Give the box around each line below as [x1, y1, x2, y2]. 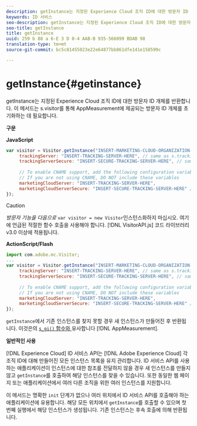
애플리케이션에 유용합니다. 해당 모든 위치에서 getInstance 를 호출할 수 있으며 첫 [6, 399, 186, 406]
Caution [6, 202, 25, 209]
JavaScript [6, 136, 33, 143]
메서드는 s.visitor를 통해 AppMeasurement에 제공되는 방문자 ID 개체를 [19, 104, 183, 111]
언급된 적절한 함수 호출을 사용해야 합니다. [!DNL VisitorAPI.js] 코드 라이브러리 [12, 221, 189, 228]
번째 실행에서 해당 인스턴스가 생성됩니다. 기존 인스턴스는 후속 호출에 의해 [6, 406, 172, 414]
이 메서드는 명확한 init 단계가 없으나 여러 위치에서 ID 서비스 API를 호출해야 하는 [6, 391, 189, 399]
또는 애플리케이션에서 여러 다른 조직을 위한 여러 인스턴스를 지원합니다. [12, 379, 172, 386]
